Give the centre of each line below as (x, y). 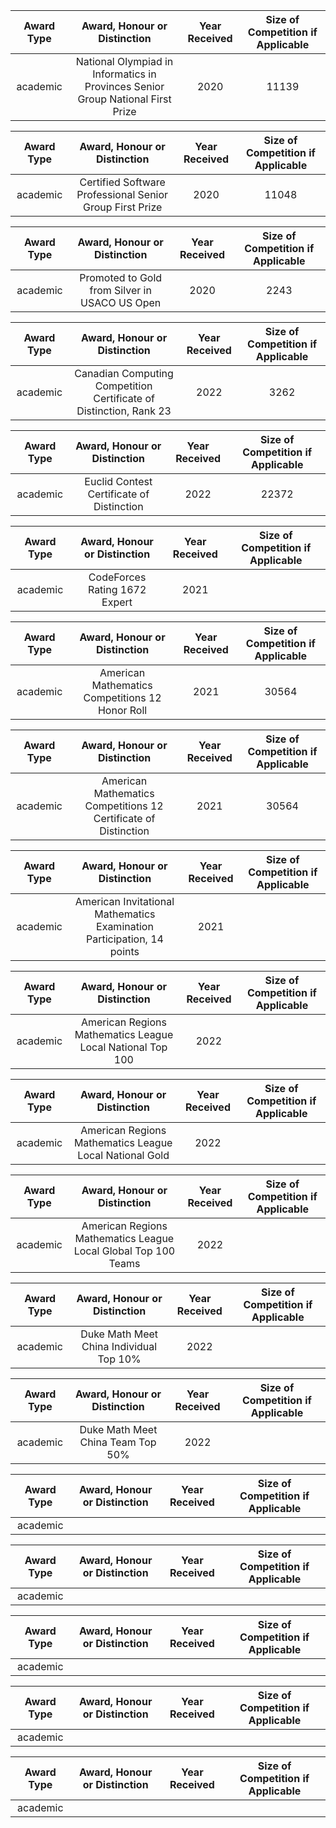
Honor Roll (122, 710)
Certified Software (122, 182)
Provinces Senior (124, 86)
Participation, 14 (124, 939)
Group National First (124, 99)
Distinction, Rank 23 (124, 411)
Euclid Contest (118, 481)
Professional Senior (122, 194)
